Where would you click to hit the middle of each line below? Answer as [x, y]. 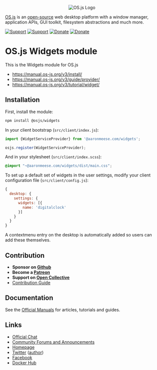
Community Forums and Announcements [53, 342]
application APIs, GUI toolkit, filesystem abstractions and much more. [75, 22]
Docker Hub [24, 363]
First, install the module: [29, 112]
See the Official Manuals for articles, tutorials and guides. [63, 310]
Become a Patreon [31, 272]
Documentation [29, 298]
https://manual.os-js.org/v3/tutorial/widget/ [56, 84]
